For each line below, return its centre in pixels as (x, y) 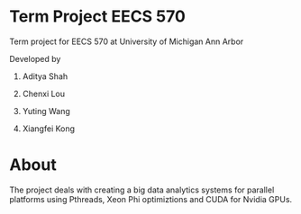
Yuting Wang (46, 111)
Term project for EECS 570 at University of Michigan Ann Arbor (127, 41)
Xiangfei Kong (48, 129)
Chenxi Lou (44, 94)
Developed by (35, 58)
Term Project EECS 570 (98, 17)
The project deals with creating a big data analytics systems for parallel (142, 190)
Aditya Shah (45, 76)
